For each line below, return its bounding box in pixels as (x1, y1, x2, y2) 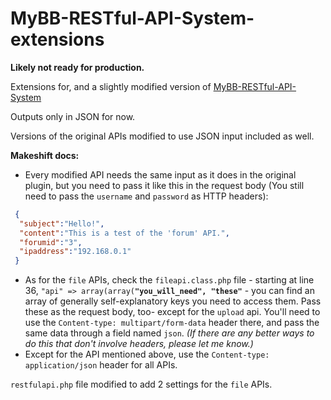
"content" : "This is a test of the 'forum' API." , (19, 228, 230, 238)
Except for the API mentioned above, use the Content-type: (24, 348, 270, 361)
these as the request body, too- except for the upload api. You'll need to (24, 306, 321, 318)
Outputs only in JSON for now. (10, 110, 136, 122)
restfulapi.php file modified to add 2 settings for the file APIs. (10, 378, 273, 391)
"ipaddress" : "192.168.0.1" (19, 247, 132, 257)
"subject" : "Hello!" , (19, 218, 105, 229)
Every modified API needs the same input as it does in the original (24, 168, 297, 181)
